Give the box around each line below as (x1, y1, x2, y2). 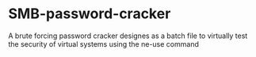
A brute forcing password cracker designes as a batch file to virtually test (8, 31, 248, 40)
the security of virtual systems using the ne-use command (8, 39, 200, 48)
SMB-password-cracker (8, 5, 171, 23)
